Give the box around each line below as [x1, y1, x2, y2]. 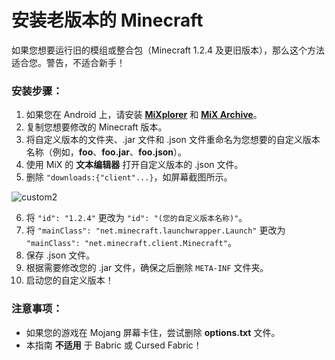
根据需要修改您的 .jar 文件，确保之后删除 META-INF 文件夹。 [25, 262, 269, 274]
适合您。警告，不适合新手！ [11, 56, 126, 68]
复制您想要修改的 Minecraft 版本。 [25, 121, 168, 133]
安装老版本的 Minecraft [11, 9, 204, 32]
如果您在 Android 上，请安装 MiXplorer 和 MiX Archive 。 [25, 109, 263, 121]
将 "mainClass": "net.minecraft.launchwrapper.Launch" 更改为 [25, 224, 286, 236]
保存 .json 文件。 [25, 249, 96, 261]
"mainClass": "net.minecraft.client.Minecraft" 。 [25, 237, 237, 249]
